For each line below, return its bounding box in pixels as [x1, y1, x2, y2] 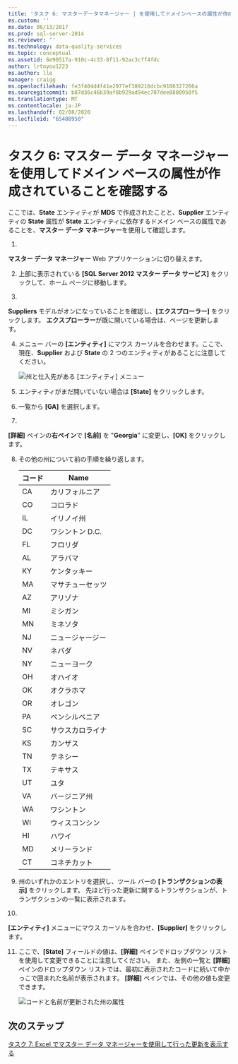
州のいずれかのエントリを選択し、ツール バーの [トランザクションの [18, 877, 216, 885]
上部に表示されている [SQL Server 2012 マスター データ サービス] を [18, 269, 218, 277]
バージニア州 [49, 791, 93, 801]
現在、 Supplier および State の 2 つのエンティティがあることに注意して [18, 348, 226, 357]
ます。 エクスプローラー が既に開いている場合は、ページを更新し [26, 316, 213, 324]
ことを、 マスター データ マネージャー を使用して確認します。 [13, 225, 189, 234]
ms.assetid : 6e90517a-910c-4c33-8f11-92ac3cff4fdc [8, 56, 160, 64]
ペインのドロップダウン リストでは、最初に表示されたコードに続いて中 [18, 964, 225, 973]
